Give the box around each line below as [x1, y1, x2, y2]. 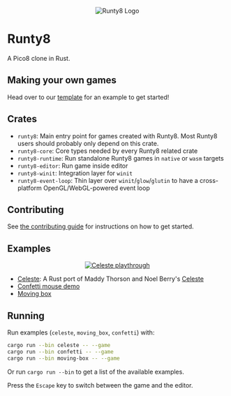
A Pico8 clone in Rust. [7, 54, 70, 62]
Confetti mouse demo [17, 282, 80, 291]
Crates [7, 113, 37, 125]
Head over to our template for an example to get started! [7, 93, 170, 101]
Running [7, 309, 45, 321]
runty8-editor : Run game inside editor [17, 161, 128, 170]
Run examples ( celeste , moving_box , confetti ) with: [7, 328, 155, 337]
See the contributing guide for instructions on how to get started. [7, 222, 194, 230]
